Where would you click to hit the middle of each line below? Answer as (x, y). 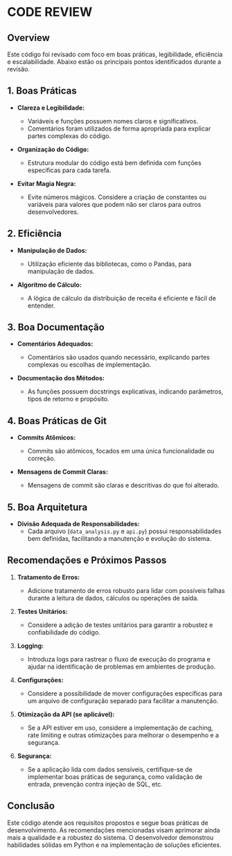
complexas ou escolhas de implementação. (89, 364)
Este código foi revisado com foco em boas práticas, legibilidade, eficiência (115, 54)
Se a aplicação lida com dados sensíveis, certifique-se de (110, 769)
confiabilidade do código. (64, 632)
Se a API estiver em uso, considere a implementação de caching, (120, 728)
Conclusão (31, 806)
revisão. (18, 69)
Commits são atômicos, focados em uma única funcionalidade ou (121, 451)
